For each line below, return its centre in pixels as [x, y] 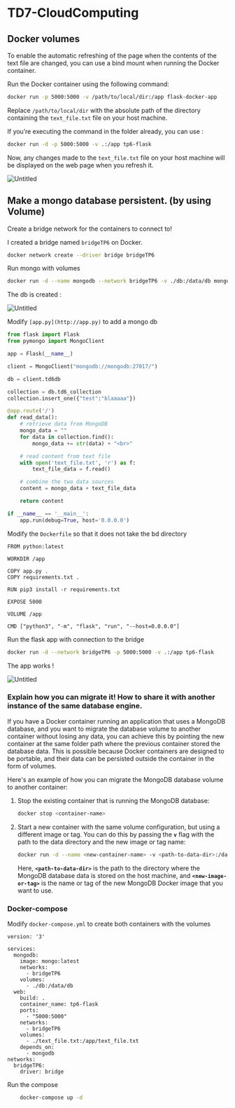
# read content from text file [65, 456]
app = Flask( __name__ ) [40, 354]
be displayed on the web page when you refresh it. [80, 165]
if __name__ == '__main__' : [48, 513]
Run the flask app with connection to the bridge [76, 639]
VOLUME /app [24, 614]
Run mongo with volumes [44, 269]
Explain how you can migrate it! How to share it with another [111, 697]
